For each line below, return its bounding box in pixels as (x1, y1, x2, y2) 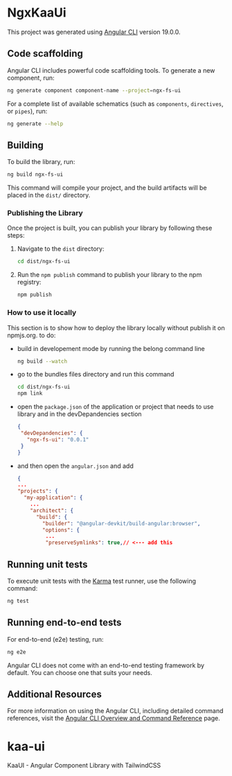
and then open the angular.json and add (17, 462, 134, 470)
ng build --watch (17, 358, 68, 365)
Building (7, 139, 44, 151)
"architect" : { (30, 507, 74, 514)
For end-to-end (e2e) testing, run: (7, 635, 104, 643)
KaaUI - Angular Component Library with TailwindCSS (7, 761, 161, 770)
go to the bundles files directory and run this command (17, 370, 175, 379)
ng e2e (7, 649, 26, 656)
